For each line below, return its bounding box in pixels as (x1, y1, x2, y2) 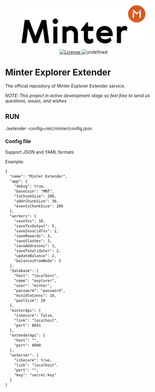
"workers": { (9, 214, 37, 219)
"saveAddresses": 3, (14, 243, 57, 248)
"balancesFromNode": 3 (14, 258, 61, 263)
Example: (5, 159, 24, 165)
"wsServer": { (9, 353, 39, 358)
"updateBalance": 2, (14, 253, 57, 258)
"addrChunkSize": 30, (14, 199, 59, 204)
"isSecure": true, (14, 358, 52, 363)
